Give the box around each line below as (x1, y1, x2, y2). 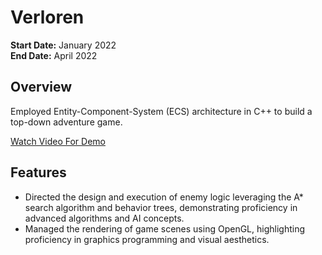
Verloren (10, 6, 85, 29)
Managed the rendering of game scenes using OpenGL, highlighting (24, 222, 305, 235)
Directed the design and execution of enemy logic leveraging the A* (24, 191, 304, 203)
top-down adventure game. (10, 116, 123, 128)
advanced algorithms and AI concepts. (24, 212, 185, 224)
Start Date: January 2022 (10, 39, 117, 51)
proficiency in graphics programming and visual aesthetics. (24, 233, 270, 245)
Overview (10, 79, 73, 96)
